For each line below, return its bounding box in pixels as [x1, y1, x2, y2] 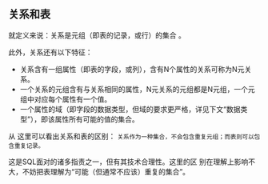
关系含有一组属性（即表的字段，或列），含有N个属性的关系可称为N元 [19, 64, 245, 74]
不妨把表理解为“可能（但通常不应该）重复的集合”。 [22, 166, 190, 176]
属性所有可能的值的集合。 [54, 114, 139, 124]
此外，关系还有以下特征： [8, 47, 93, 57]
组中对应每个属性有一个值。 [19, 94, 112, 104]
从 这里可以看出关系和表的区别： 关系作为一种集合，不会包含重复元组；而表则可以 [8, 131, 254, 141]
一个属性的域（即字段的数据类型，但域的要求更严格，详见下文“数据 [19, 104, 241, 114]
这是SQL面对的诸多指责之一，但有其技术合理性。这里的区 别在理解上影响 [8, 157, 249, 166]
